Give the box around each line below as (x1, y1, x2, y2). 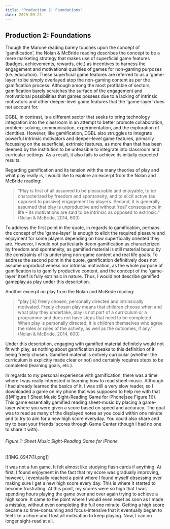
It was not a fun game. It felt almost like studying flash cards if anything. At (5, 464, 161, 470)
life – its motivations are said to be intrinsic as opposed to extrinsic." (17, 209, 160, 215)
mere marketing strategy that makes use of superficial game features (5, 55, 150, 62)
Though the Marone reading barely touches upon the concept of (5, 44, 140, 51)
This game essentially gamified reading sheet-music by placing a (5, 399, 141, 405)
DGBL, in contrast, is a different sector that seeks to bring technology (5, 114, 150, 120)
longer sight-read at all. (5, 518, 54, 524)
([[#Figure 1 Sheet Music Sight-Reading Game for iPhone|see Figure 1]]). (5, 394, 157, 400)
